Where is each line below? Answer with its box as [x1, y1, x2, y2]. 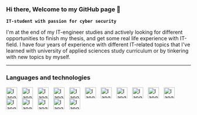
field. [6, 41, 19, 48]
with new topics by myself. [6, 54, 70, 61]
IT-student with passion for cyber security [6, 19, 117, 25]
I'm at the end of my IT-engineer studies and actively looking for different [6, 29, 183, 36]
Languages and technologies [6, 74, 91, 82]
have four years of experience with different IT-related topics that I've [22, 41, 191, 48]
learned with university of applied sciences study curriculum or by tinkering [6, 47, 189, 54]
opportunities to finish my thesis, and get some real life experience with [6, 35, 179, 42]
